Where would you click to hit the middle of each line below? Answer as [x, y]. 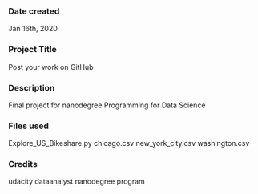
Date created [34, 11]
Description [32, 87]
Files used [29, 126]
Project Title [33, 50]
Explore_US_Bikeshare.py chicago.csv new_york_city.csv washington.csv [129, 143]
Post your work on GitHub [51, 67]
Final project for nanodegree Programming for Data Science [107, 105]
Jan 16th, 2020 [33, 29]
